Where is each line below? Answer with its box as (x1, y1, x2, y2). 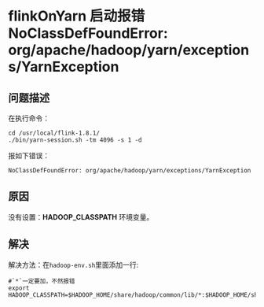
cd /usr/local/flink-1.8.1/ (8, 129, 101, 137)
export (8, 284, 30, 292)
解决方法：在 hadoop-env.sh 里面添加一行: (8, 260, 139, 269)
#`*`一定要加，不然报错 (8, 277, 75, 285)
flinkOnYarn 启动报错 (8, 7, 145, 25)
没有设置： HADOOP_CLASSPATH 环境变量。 (8, 212, 154, 221)
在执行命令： (8, 113, 49, 123)
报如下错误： (8, 151, 49, 160)
